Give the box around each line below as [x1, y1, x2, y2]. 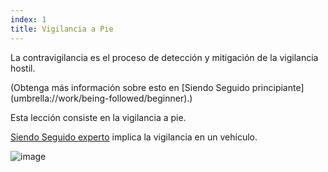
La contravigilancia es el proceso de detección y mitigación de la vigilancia [10, 51, 319, 63]
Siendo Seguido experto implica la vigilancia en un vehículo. [10, 131, 258, 143]
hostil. [10, 62, 36, 74]
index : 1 [10, 14, 47, 25]
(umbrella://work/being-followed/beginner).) [10, 92, 193, 104]
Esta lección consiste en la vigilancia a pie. [10, 111, 187, 123]
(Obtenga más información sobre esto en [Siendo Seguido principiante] [10, 81, 305, 93]
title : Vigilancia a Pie [10, 24, 114, 34]
